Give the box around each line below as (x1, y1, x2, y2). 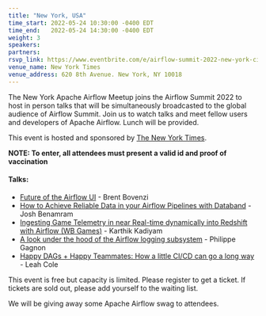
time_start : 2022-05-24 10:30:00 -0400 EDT (8, 19, 154, 27)
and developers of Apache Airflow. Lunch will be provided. (8, 117, 199, 127)
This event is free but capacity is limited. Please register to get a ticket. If (8, 275, 246, 284)
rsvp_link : (8, 56, 44, 64)
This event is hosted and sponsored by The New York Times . (8, 132, 207, 143)
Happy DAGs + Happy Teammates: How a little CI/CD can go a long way (19, 251, 255, 261)
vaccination (8, 156, 48, 166)
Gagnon (19, 242, 46, 252)
